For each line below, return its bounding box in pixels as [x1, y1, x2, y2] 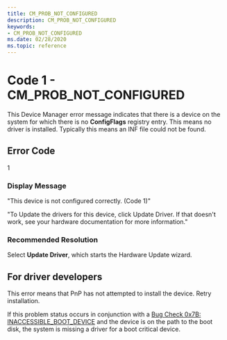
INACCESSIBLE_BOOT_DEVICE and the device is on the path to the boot [7, 318, 213, 326]
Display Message [7, 181, 67, 191]
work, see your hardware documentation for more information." [7, 218, 188, 226]
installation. [7, 297, 40, 305]
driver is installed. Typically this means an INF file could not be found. [7, 124, 206, 133]
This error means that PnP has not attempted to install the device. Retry [7, 289, 212, 298]
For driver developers [7, 270, 103, 282]
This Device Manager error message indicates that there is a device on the [7, 110, 221, 118]
